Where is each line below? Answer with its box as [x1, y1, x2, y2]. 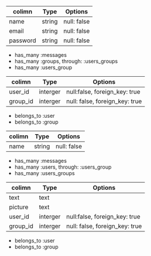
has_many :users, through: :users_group [14, 163, 112, 170]
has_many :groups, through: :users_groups [14, 58, 118, 64]
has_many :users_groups [14, 170, 75, 176]
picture [9, 203, 29, 211]
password [9, 36, 36, 45]
